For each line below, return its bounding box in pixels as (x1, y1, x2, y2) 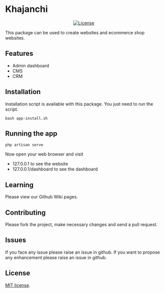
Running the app (5, 129, 57, 138)
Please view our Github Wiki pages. (5, 194, 78, 200)
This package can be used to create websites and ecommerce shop (5, 29, 145, 35)
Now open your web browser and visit (5, 151, 84, 157)
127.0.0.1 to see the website (12, 161, 68, 167)
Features (5, 49, 33, 58)
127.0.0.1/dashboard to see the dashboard (12, 166, 98, 172)
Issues (5, 236, 26, 245)
